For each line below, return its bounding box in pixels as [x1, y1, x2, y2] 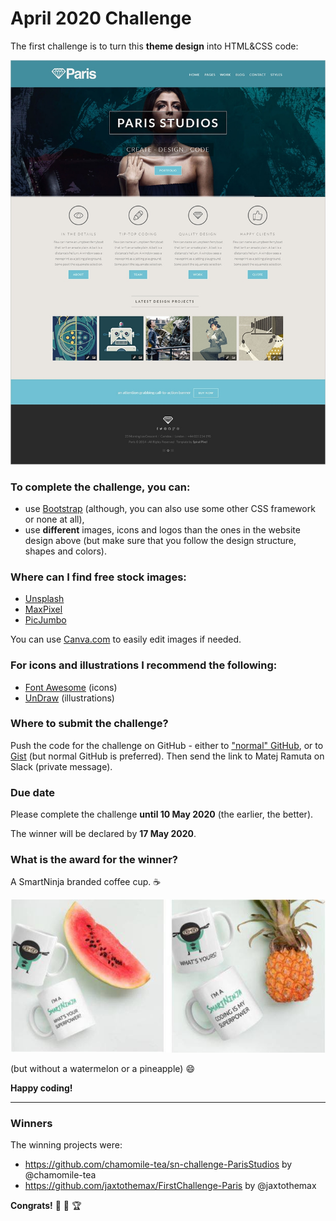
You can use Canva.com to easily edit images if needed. [10, 633, 242, 646]
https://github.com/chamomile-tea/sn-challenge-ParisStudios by [24, 1158, 293, 1170]
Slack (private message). [10, 760, 113, 772]
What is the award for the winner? [10, 853, 178, 867]
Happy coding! [10, 1082, 73, 1094]
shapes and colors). [24, 545, 108, 557]
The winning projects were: [10, 1138, 123, 1151]
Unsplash [24, 593, 65, 605]
